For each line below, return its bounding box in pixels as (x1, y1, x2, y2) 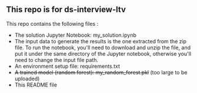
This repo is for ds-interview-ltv (6, 5, 126, 15)
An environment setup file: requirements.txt (14, 63, 121, 70)
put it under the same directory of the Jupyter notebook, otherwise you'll (14, 50, 192, 57)
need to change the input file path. (14, 56, 99, 63)
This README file (14, 81, 58, 88)
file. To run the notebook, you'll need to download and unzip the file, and (14, 44, 191, 51)
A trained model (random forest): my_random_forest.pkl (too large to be (14, 68, 188, 75)
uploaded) (14, 75, 40, 82)
